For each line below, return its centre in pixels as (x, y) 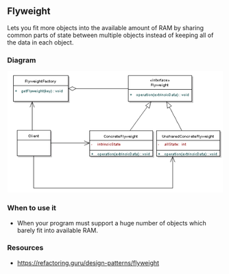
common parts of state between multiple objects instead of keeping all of (110, 35)
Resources (25, 248)
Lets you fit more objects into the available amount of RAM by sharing (106, 27)
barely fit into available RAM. (57, 230)
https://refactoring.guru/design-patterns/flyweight (88, 262)
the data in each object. (40, 42)
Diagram (22, 60)
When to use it (32, 208)
